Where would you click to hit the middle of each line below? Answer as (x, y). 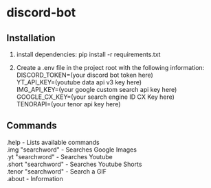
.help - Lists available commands (53, 142)
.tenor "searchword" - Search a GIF (57, 171)
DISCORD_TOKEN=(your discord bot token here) (85, 75)
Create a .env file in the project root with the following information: (110, 68)
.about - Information (35, 178)
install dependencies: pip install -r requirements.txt (88, 54)
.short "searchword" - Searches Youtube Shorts (74, 164)
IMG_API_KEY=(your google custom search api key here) (97, 90)
